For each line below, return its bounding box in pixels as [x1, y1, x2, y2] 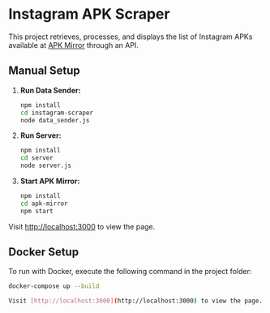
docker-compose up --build [8, 282, 100, 290]
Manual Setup [8, 64, 81, 78]
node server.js [19, 161, 72, 170]
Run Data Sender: [19, 85, 81, 95]
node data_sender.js [19, 116, 90, 124]
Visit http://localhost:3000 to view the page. [8, 221, 156, 231]
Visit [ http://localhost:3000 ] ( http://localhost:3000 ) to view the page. [8, 297, 264, 305]
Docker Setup [8, 245, 79, 259]
